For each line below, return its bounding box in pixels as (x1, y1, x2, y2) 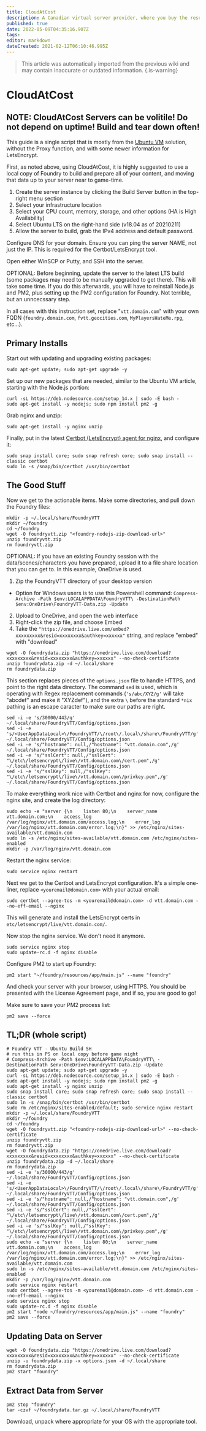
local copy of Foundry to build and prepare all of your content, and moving (6, 169, 194, 177)
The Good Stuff (6, 480, 66, 491)
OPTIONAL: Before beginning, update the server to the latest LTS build (6, 269, 185, 277)
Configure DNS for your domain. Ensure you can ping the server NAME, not (6, 239, 197, 246)
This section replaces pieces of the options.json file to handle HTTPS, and (6, 676, 196, 684)
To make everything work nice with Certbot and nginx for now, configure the (6, 790, 199, 797)
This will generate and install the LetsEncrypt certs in (6, 914, 140, 921)
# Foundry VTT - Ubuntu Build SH (6, 1046, 92, 1052)
